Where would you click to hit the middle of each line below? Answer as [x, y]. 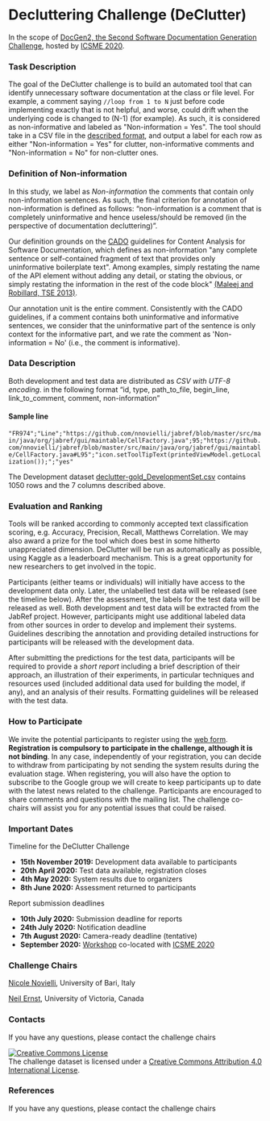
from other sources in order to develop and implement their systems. [123, 625]
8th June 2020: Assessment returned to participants [108, 887]
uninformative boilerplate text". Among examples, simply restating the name [134, 267]
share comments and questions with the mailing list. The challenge [119, 799]
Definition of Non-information [68, 173]
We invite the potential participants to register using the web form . [118, 739]
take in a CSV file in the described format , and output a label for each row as [135, 135]
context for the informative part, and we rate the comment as [110, 334]
